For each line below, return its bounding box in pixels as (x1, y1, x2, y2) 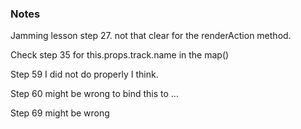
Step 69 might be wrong (10, 107, 110, 119)
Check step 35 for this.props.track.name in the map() (10, 49, 230, 61)
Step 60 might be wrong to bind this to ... (10, 88, 179, 100)
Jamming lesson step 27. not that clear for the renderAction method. (10, 30, 292, 42)
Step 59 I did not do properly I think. (10, 68, 159, 81)
